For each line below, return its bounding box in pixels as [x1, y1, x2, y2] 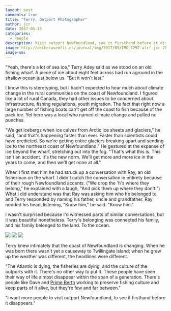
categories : [5, 31, 31, 36]
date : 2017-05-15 [5, 26, 42, 32]
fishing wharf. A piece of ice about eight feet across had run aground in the [5, 69, 163, 75]
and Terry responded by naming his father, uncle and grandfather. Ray [5, 196, 153, 202]
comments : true [5, 12, 38, 17]
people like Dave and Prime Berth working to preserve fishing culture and [5, 279, 159, 285]
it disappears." [5, 300, 36, 306]
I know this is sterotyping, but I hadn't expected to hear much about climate [5, 84, 164, 90]
